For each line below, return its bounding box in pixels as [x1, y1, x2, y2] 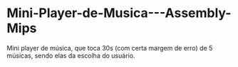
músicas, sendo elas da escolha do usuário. [6, 51, 135, 60]
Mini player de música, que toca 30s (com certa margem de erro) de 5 [6, 43, 213, 52]
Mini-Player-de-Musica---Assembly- [6, 5, 232, 21]
